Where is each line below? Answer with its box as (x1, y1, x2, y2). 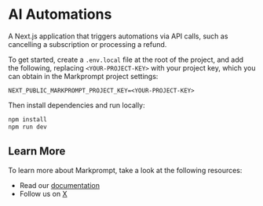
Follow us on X (19, 189, 68, 198)
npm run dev (8, 123, 47, 131)
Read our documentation (19, 180, 100, 190)
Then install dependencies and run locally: (8, 100, 145, 110)
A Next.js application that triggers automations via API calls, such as (8, 31, 228, 41)
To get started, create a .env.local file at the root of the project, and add (8, 55, 244, 64)
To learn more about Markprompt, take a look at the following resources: (8, 165, 243, 175)
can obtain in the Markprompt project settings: (8, 71, 159, 81)
